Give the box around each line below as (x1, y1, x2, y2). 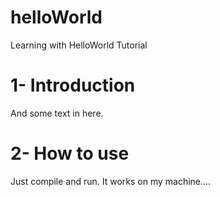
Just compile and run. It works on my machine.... (10, 175, 212, 187)
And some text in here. (10, 107, 104, 119)
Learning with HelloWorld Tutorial (10, 39, 148, 51)
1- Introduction (10, 74, 136, 97)
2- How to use (10, 142, 130, 165)
